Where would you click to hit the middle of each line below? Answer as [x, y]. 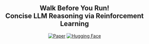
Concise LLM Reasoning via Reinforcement [74, 16]
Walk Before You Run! [74, 8]
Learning [74, 24]
